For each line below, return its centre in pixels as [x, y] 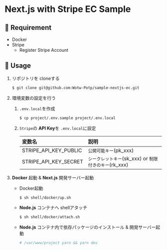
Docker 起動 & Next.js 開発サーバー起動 [53, 177]
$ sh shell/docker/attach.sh [50, 217]
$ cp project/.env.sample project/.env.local [67, 118]
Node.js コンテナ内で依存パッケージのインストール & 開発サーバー [87, 227]
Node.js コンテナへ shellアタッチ [53, 208]
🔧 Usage [18, 66]
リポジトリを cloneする [36, 78]
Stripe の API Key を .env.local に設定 [58, 128]
